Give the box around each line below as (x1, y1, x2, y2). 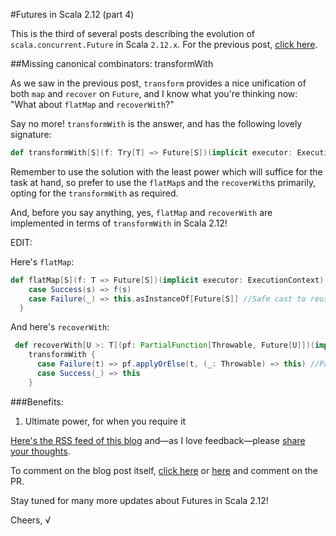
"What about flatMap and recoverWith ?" (10, 99, 175, 110)
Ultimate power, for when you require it (24, 415, 187, 427)
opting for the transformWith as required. (10, 187, 179, 199)
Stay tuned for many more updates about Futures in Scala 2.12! (10, 494, 269, 506)
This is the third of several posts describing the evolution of (10, 28, 255, 39)
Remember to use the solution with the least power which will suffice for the (10, 165, 323, 178)
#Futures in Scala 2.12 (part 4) (10, 9, 135, 20)
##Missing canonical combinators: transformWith (10, 58, 214, 69)
